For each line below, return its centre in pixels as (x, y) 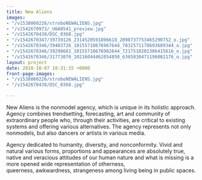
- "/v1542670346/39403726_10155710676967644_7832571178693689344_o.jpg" (99, 46)
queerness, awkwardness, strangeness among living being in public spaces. (101, 170)
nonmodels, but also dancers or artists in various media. (76, 133)
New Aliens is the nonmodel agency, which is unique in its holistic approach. (101, 107)
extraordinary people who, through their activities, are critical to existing (96, 120)
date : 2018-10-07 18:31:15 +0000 (48, 68)
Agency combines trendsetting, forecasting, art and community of (88, 114)
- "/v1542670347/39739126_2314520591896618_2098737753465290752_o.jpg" (98, 40)
